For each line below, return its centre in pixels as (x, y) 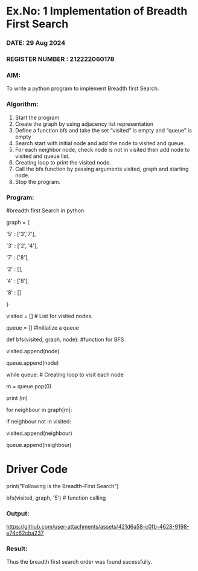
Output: (18, 514)
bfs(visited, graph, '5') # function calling (56, 498)
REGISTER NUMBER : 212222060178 (60, 59)
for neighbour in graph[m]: (39, 409)
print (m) (17, 398)
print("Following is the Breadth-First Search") (62, 486)
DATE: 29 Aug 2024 (36, 43)
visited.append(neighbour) (39, 433)
